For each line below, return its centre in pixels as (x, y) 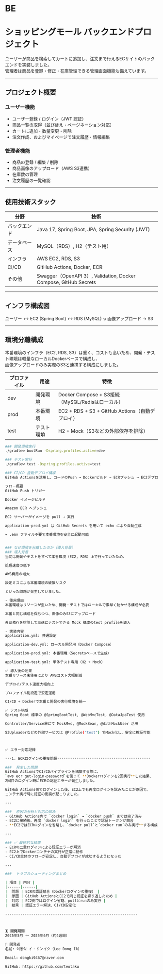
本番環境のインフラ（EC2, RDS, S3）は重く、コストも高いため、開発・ (76, 352)
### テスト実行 (19, 460)
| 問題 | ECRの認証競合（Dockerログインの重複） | (53, 892)
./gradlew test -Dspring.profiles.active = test (53, 464)
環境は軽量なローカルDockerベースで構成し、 (55, 359)
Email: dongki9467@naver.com (34, 957)
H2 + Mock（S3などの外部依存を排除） (103, 431)
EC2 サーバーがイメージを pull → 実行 (40, 517)
